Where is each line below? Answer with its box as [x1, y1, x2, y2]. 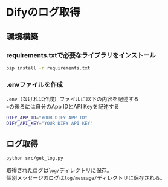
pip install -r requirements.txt [6, 65, 91, 71]
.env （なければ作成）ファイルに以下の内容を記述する [6, 95, 139, 103]
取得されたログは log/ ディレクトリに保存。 [6, 166, 112, 174]
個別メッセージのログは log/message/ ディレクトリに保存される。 [6, 174, 166, 182]
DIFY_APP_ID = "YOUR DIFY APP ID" [6, 115, 88, 121]
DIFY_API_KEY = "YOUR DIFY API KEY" [6, 120, 94, 127]
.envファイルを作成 [6, 80, 63, 89]
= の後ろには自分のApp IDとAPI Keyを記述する [6, 103, 120, 110]
